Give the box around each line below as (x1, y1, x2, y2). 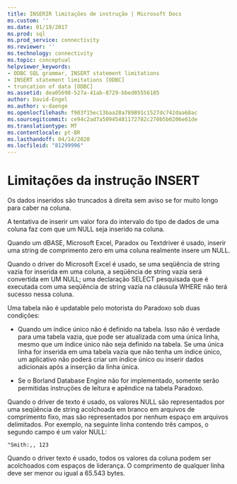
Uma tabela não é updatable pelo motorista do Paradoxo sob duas (7, 304, 200, 313)
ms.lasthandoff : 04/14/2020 (7, 135, 91, 142)
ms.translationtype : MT (7, 122, 78, 130)
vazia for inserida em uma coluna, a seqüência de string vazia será (7, 267, 202, 276)
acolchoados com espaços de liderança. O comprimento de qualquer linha (7, 461, 225, 470)
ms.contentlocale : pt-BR (7, 129, 81, 136)
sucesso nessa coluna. (7, 290, 74, 298)
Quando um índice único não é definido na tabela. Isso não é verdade (17, 325, 221, 334)
